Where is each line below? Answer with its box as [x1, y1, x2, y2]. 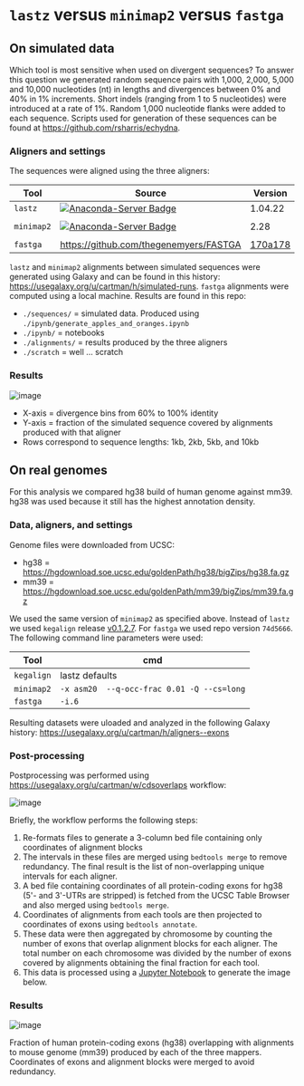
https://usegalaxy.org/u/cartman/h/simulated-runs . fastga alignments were [9, 281, 290, 292]
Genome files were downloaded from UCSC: [9, 539, 175, 550]
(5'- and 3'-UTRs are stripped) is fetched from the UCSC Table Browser [22, 890, 290, 900]
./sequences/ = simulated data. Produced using [22, 308, 200, 319]
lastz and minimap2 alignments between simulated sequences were [9, 262, 261, 273]
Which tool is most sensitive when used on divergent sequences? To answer [9, 64, 295, 75]
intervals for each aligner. [22, 870, 118, 881]
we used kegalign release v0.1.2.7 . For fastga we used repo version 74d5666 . [9, 622, 294, 633]
